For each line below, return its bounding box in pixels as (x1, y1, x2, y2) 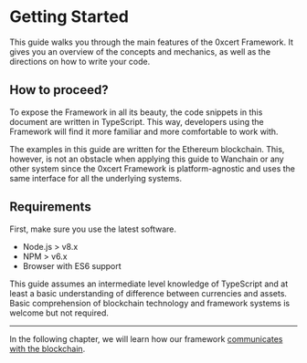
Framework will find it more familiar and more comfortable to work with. (9, 126, 279, 137)
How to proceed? (9, 82, 109, 98)
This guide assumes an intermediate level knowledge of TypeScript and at (9, 278, 289, 289)
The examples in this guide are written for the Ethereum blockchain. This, (9, 143, 285, 154)
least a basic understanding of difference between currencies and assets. (9, 287, 288, 298)
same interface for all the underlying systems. (9, 172, 183, 183)
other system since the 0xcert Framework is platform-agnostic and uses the (9, 162, 295, 174)
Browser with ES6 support (22, 260, 122, 271)
